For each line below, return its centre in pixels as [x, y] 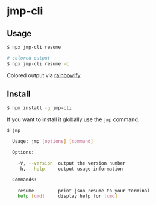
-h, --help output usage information [70, 169]
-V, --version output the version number [72, 163]
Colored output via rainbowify [44, 75]
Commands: [24, 180]
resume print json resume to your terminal [84, 191]
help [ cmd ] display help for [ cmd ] [68, 196]
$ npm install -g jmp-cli [39, 108]
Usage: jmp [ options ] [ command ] [53, 142]
